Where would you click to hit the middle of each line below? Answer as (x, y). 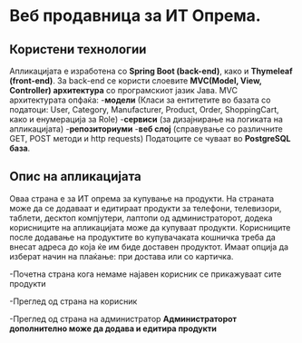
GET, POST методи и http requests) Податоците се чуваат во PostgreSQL (151, 138)
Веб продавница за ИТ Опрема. (135, 16)
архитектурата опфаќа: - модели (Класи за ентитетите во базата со (140, 100)
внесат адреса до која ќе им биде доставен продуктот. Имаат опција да (149, 247)
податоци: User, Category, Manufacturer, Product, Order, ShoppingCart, (144, 109)
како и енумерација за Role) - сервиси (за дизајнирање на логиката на (146, 119)
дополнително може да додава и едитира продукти (113, 328)
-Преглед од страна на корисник (73, 301)
